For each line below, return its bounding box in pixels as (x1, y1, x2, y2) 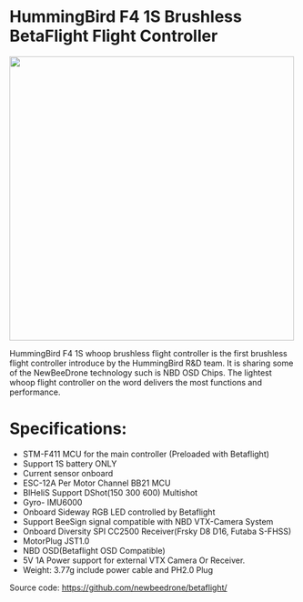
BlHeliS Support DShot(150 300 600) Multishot (22, 487, 198, 497)
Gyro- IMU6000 (22, 497, 83, 507)
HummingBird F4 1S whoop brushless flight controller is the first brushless (9, 347, 288, 358)
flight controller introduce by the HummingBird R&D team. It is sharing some (9, 357, 294, 368)
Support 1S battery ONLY (22, 457, 117, 469)
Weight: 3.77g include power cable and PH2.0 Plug (22, 564, 214, 575)
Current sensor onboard (22, 467, 114, 478)
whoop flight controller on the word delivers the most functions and (9, 376, 262, 387)
